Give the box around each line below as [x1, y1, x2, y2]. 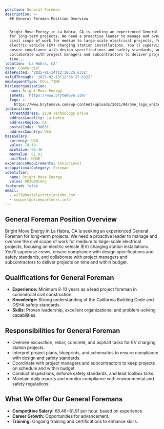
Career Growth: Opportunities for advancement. [12, 413, 110, 419]
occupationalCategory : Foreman [5, 165, 69, 170]
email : [5, 188, 19, 193]
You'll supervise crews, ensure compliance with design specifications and [5, 249, 154, 255]
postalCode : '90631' [9, 124, 51, 129]
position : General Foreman [5, 7, 60, 12]
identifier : [5, 170, 29, 175]
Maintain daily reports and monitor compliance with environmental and [12, 376, 154, 382]
